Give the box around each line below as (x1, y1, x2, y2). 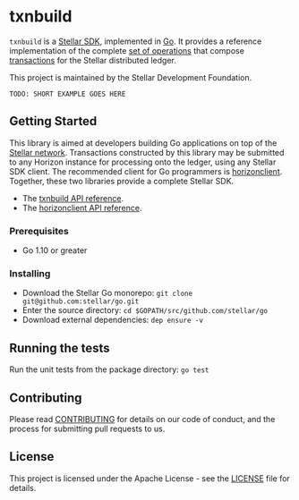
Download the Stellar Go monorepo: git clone (21, 288, 193, 299)
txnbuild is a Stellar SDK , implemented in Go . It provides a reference (9, 36, 262, 47)
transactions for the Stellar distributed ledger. (9, 55, 176, 65)
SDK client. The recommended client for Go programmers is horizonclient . (9, 165, 283, 176)
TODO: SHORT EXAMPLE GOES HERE (9, 89, 126, 98)
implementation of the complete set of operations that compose (9, 45, 244, 55)
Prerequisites (9, 225, 69, 237)
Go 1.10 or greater (21, 245, 88, 256)
